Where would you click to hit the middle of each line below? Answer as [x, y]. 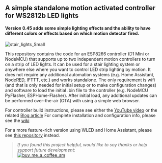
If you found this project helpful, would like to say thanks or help [82, 144]
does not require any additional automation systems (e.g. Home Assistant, [80, 74]
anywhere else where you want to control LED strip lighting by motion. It [78, 69]
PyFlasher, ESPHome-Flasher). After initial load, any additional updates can [81, 95]
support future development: [46, 150]
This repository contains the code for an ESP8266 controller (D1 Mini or [77, 54]
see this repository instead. [33, 135]
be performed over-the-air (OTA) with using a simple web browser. [72, 100]
